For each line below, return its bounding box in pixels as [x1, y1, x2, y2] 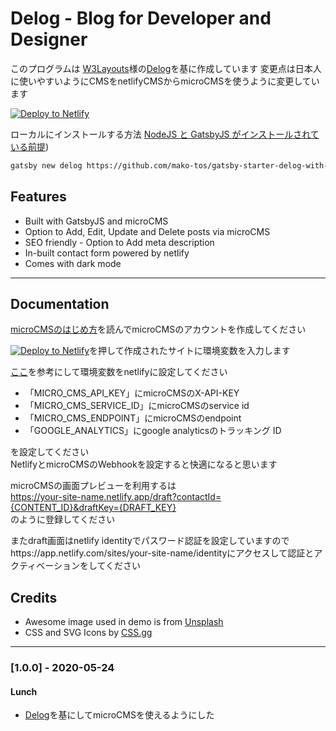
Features [10, 188, 67, 206]
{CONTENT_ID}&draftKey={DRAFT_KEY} [10, 502, 177, 514]
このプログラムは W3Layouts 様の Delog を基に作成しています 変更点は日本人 [10, 62, 322, 74]
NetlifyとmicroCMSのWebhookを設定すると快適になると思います [10, 458, 278, 471]
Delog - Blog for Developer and [10, 7, 272, 30]
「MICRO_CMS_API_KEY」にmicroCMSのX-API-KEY [24, 387, 240, 399]
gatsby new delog [10, 160, 83, 171]
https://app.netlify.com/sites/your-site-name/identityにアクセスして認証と [10, 547, 315, 559]
